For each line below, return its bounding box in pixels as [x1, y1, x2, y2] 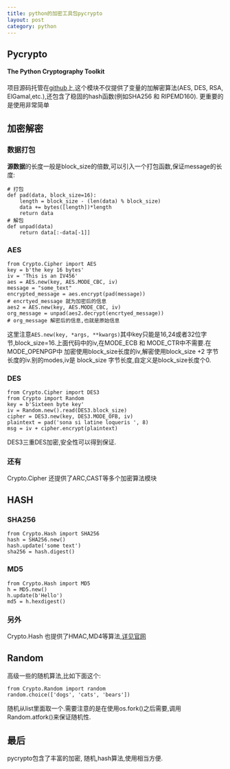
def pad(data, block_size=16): [7, 192, 97, 199]
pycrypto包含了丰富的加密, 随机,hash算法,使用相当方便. [7, 754, 163, 763]
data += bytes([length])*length [19, 203, 112, 210]
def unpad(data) [7, 223, 54, 230]
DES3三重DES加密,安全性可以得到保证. [7, 438, 117, 447]
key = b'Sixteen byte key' [7, 401, 84, 408]
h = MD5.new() [7, 586, 48, 593]
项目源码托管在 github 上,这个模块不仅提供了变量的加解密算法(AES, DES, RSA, [7, 83, 224, 91]
